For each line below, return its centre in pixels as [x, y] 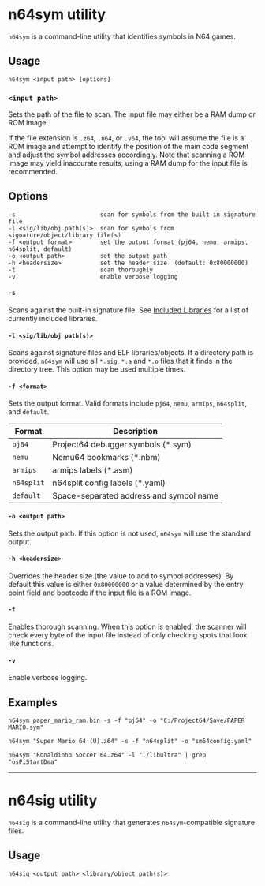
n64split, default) [40, 249]
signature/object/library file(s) [65, 235]
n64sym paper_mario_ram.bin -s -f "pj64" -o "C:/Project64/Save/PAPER [127, 721]
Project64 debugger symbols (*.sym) [122, 445]
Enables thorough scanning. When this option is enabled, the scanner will [127, 627]
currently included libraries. [53, 319]
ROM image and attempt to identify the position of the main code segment [129, 147]
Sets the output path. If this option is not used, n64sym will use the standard [129, 533]
